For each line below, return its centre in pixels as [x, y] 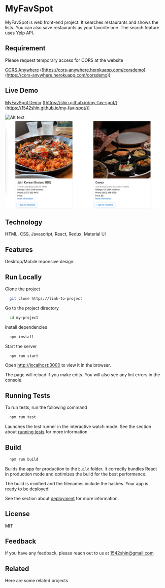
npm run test [23, 417]
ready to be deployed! [28, 489]
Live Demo [22, 91]
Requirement [25, 48]
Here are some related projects [36, 581]
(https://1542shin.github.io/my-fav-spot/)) [48, 108]
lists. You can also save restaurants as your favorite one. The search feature [82, 27]
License [17, 514]
